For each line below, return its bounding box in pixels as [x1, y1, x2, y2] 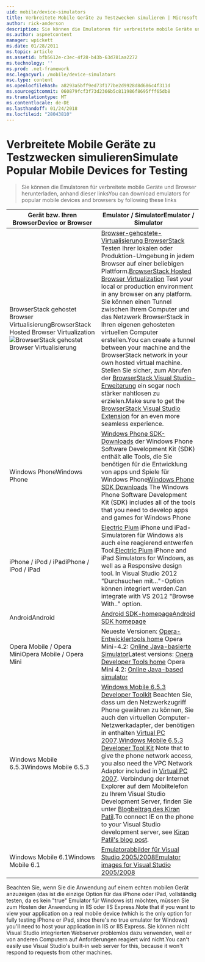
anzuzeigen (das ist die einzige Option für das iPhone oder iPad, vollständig [6, 891, 197, 898]
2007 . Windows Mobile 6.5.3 [101, 736, 184, 745]
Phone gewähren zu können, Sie [101, 706, 194, 714]
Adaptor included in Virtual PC [101, 767, 188, 775]
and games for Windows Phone [101, 513, 191, 522]
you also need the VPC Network [101, 759, 193, 768]
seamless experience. [101, 419, 164, 428]
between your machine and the [101, 343, 190, 352]
